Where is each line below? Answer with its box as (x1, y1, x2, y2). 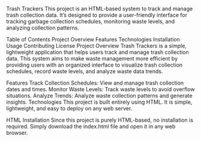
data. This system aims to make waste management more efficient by (6, 55, 178, 62)
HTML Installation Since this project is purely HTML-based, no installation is (6, 116, 194, 124)
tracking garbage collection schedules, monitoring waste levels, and (6, 18, 175, 25)
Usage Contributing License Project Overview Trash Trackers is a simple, (6, 42, 187, 49)
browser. (6, 129, 28, 136)
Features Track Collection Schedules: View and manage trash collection (6, 79, 184, 86)
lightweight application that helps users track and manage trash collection (6, 49, 189, 56)
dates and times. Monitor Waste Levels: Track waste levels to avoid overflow (6, 86, 195, 92)
